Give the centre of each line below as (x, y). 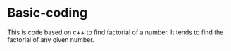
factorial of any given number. (51, 39)
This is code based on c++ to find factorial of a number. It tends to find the (115, 32)
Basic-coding (48, 13)
